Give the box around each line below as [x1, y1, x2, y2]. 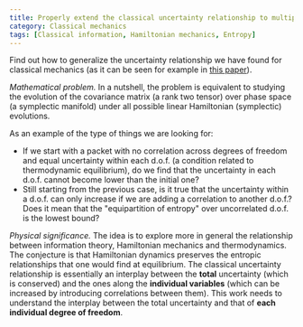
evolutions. [9, 110, 50, 122]
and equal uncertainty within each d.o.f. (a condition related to [22, 155, 254, 166]
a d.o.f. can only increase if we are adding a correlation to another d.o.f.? [22, 193, 293, 204]
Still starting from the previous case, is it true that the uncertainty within [22, 184, 289, 195]
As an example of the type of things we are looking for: [9, 128, 214, 139]
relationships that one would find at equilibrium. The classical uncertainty [9, 259, 281, 270]
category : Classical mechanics [9, 22, 127, 31]
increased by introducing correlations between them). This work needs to [9, 288, 282, 299]
